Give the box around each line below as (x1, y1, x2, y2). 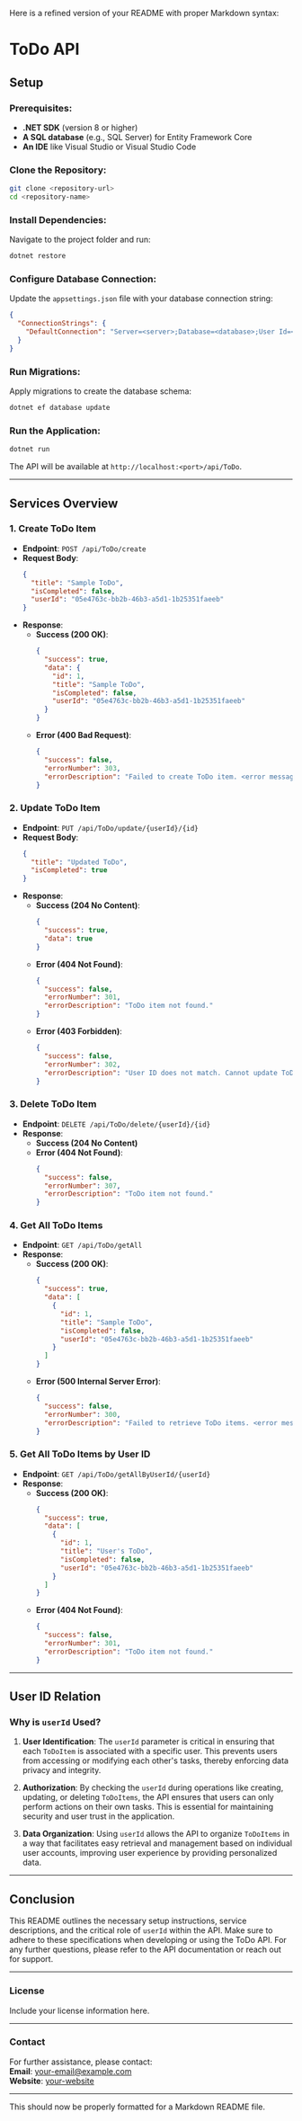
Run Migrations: (9, 365, 81, 378)
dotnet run (9, 445, 50, 454)
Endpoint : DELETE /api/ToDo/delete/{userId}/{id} (22, 1118, 211, 1129)
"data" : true (43, 934, 93, 943)
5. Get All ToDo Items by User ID (9, 1448, 151, 1460)
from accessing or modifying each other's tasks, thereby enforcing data (22, 1755, 289, 1766)
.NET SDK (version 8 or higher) (22, 121, 138, 133)
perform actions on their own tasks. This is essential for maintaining (22, 1802, 274, 1813)
